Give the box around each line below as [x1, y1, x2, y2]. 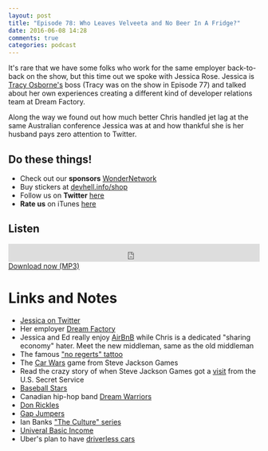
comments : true [8, 33, 59, 42]
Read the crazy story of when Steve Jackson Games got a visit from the [19, 366, 257, 375]
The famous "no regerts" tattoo [19, 349, 124, 359]
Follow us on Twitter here [19, 190, 105, 200]
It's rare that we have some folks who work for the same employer [8, 63, 226, 73]
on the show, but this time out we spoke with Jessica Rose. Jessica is [26, 72, 255, 81]
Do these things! [8, 152, 93, 166]
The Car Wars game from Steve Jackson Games [19, 358, 179, 367]
